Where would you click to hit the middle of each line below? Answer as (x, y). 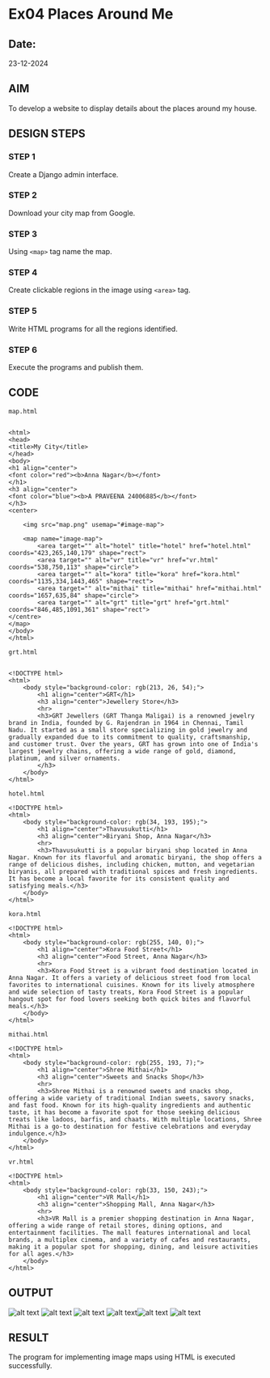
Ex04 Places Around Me (91, 14)
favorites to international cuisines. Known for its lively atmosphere (131, 985)
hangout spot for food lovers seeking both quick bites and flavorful (130, 999)
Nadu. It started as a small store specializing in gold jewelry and (128, 730)
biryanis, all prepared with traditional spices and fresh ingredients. (133, 871)
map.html (23, 411)
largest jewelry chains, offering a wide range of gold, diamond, (122, 751)
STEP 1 (22, 157)
